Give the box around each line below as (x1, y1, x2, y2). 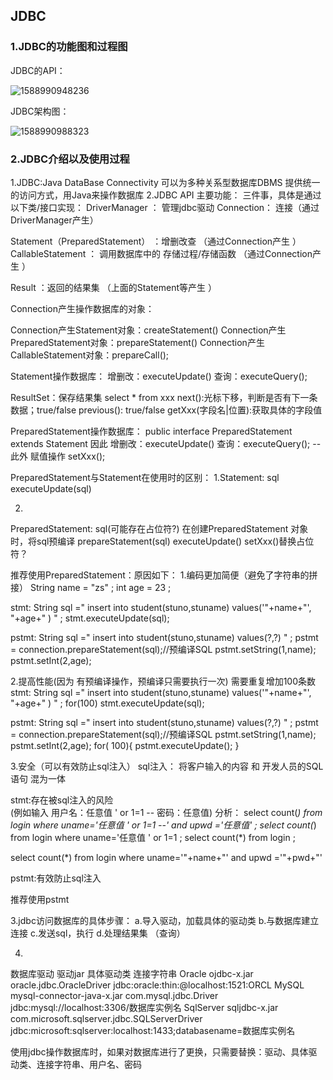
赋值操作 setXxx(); (29, 450, 106, 462)
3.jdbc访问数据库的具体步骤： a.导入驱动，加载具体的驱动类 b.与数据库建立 (10, 914, 320, 926)
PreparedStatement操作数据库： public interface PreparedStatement (10, 425, 293, 437)
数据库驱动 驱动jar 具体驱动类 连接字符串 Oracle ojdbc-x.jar (10, 967, 254, 979)
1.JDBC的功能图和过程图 (10, 40, 128, 54)
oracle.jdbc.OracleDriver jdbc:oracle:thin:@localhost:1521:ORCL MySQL (10, 979, 305, 991)
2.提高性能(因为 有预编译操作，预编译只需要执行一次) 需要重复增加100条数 (10, 675, 317, 687)
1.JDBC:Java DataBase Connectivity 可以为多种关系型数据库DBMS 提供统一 (10, 176, 321, 188)
